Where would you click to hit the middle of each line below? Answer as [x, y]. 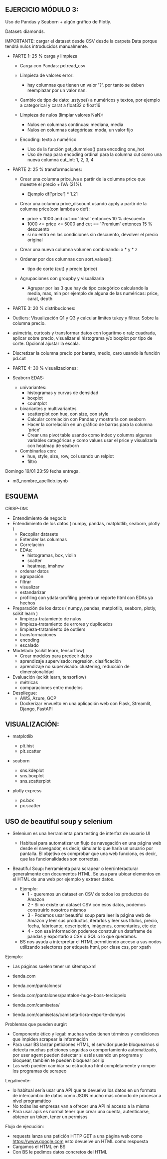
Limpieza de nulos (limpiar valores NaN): [62, 115]
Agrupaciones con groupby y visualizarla [62, 278]
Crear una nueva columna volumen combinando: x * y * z [79, 249]
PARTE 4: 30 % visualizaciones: [45, 368]
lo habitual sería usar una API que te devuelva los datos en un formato [84, 1090]
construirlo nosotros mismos [57, 910]
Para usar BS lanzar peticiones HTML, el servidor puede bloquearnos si [86, 1044]
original [35, 240]
